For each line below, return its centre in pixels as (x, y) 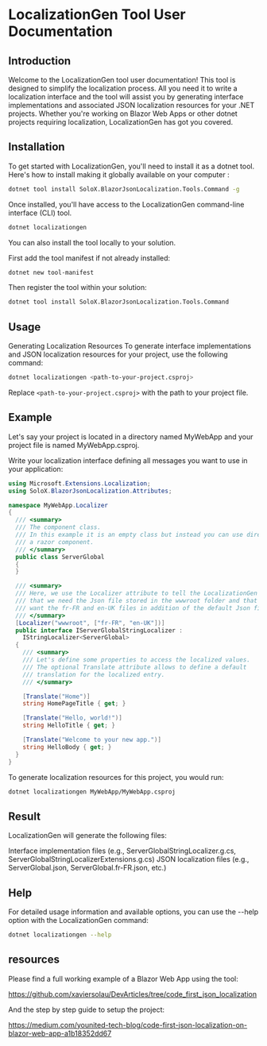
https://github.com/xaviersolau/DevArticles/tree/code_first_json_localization (132, 994)
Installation (37, 147)
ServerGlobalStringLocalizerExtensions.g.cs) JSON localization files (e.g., (129, 859)
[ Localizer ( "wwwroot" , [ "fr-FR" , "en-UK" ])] (90, 623)
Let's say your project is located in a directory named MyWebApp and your (131, 436)
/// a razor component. (54, 542)
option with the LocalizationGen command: (78, 921)
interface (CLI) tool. (40, 213)
